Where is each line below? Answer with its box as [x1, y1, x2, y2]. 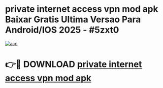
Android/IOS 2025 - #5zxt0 [5, 25, 119, 35]
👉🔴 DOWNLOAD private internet [5, 59, 142, 70]
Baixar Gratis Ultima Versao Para [5, 14, 141, 25]
